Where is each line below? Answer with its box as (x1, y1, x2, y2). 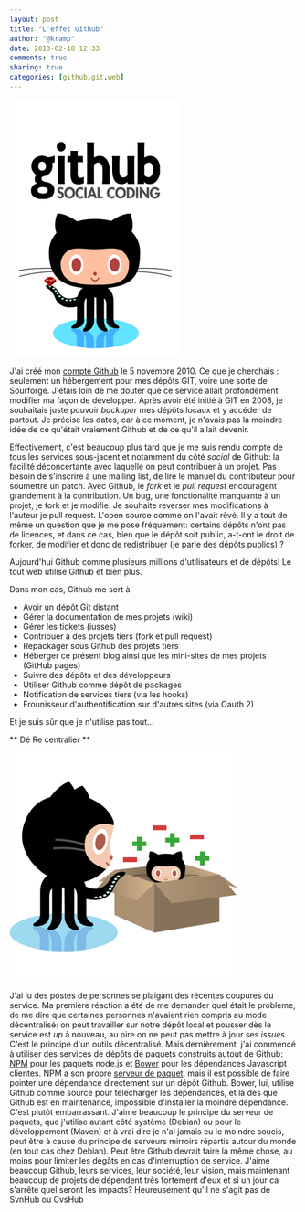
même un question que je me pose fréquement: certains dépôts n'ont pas (9, 519, 287, 530)
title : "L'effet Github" (9, 24, 104, 34)
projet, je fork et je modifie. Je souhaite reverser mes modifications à (9, 499, 269, 511)
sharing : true (9, 63, 64, 72)
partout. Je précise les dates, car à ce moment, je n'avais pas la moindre (9, 414, 283, 425)
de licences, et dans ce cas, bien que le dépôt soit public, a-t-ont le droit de (9, 528, 295, 539)
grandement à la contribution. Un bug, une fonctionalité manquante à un (9, 490, 281, 501)
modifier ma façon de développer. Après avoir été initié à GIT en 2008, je (9, 394, 283, 406)
